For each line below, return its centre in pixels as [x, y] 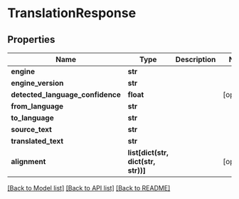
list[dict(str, [148, 153]
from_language [37, 106]
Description [196, 60]
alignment [28, 162]
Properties [31, 40]
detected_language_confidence [66, 95]
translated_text [37, 141]
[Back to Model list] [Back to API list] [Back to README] [89, 188]
